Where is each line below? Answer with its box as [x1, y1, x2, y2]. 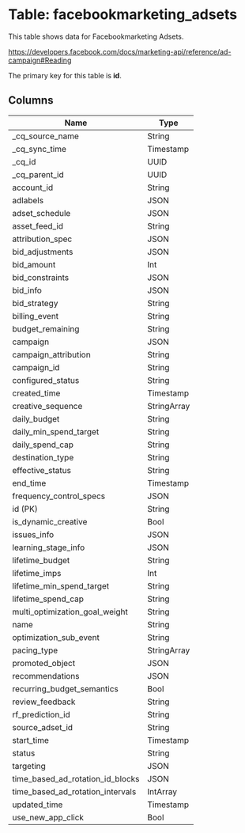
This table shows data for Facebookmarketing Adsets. [8, 32, 184, 41]
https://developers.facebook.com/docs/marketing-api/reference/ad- [8, 47, 232, 56]
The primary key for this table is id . [8, 70, 122, 80]
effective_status [12, 464, 71, 475]
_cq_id [12, 156, 36, 167]
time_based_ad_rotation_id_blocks [12, 773, 140, 784]
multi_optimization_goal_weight [12, 606, 128, 617]
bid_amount [12, 259, 56, 270]
